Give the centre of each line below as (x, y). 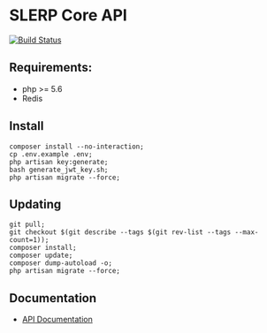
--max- (247, 232)
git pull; (27, 225)
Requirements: (51, 68)
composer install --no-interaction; (76, 147)
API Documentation (57, 320)
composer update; (41, 256)
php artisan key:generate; (59, 162)
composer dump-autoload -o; (61, 263)
